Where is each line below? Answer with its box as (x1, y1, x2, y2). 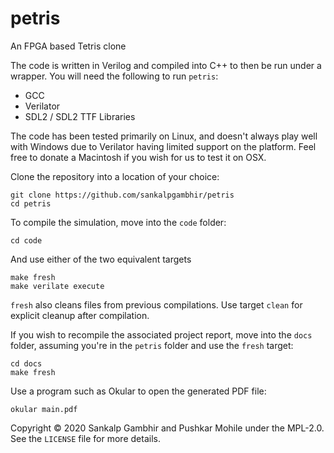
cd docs (10, 358, 43, 369)
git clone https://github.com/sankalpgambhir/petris (10, 190, 235, 200)
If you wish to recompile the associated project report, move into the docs (10, 328, 313, 341)
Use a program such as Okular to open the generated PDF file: (10, 385, 267, 397)
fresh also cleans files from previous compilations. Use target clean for (10, 298, 303, 311)
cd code (10, 235, 43, 246)
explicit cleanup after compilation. (10, 309, 150, 321)
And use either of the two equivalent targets (10, 253, 192, 265)
